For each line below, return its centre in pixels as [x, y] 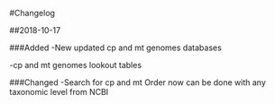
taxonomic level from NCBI [59, 92]
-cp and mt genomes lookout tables [76, 65]
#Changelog [32, 13]
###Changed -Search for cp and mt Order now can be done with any [137, 82]
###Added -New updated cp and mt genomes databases [116, 48]
